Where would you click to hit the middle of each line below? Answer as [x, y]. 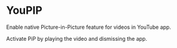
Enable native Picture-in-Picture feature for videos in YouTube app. [89, 27]
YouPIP [25, 10]
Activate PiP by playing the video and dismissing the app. [77, 38]
